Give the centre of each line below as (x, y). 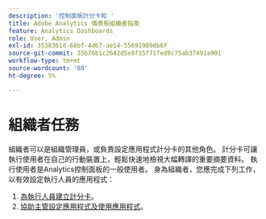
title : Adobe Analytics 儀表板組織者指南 (74, 23)
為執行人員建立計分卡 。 (59, 196)
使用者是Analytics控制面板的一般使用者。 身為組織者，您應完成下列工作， (137, 169)
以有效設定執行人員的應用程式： (61, 179)
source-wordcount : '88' (48, 68)
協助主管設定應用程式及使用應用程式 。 (83, 206)
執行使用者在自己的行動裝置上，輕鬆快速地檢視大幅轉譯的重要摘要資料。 (128, 159)
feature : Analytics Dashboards (61, 31)
